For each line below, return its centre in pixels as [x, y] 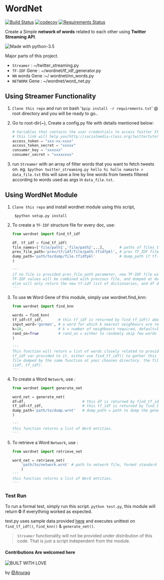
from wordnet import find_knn [43, 306]
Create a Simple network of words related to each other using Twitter [76, 31]
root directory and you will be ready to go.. [55, 113]
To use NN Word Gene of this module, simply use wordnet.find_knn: [79, 298]
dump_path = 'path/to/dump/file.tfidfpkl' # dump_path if [81, 256]
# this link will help [35, 136]
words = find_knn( [31, 315]
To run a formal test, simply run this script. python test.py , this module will [80, 506]
